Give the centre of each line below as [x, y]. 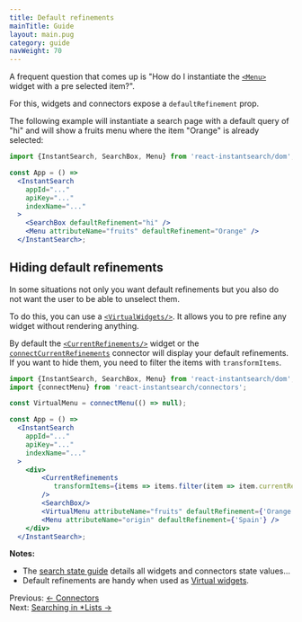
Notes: [22, 554]
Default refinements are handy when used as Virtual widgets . [136, 581]
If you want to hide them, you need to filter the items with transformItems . [146, 362]
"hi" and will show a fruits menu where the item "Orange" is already [134, 130]
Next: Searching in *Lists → [61, 608]
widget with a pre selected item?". [72, 86]
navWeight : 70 [36, 51]
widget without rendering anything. [74, 325]
